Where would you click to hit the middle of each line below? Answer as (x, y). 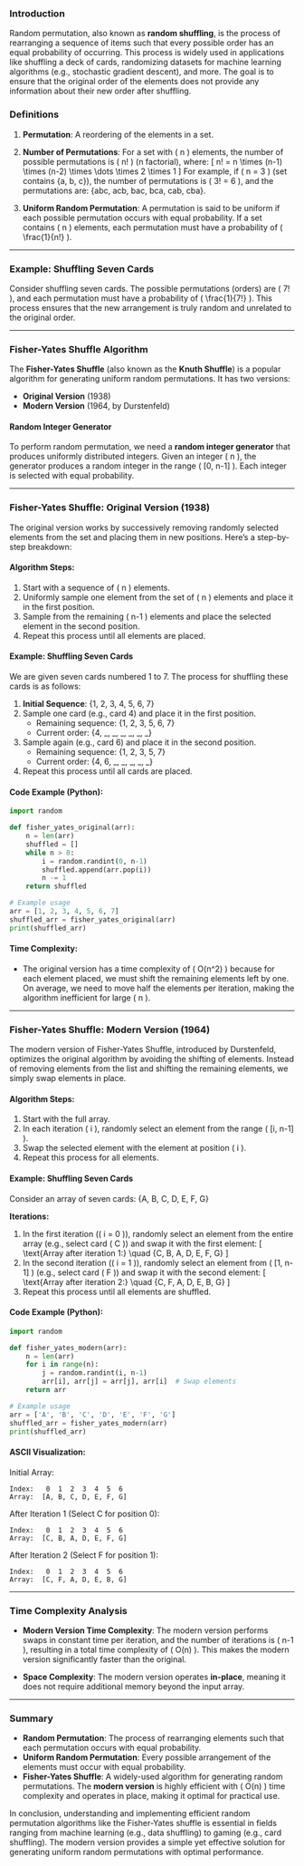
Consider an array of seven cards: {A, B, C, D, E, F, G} (109, 1198)
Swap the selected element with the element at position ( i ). (134, 1148)
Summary (32, 1718)
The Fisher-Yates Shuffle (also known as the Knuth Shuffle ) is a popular (145, 369)
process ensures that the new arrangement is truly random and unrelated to (151, 307)
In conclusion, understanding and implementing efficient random (130, 1813)
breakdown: (50, 546)
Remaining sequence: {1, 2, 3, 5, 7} (100, 752)
